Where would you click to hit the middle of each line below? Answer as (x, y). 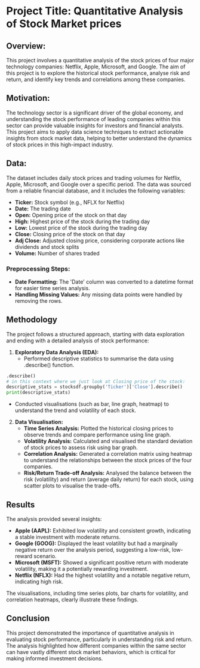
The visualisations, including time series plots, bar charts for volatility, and (97, 593)
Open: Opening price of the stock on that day (71, 215)
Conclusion (28, 619)
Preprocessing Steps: (38, 269)
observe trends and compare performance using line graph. (97, 435)
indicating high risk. (39, 582)
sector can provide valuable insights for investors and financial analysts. (95, 125)
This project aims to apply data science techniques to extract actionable (95, 132)
